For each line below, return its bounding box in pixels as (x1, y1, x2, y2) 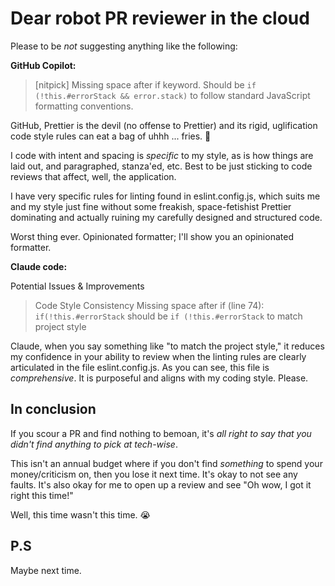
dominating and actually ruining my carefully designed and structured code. (10, 211, 323, 223)
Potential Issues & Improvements (10, 280, 145, 292)
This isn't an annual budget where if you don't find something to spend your (10, 457, 323, 469)
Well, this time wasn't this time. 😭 (10, 508, 151, 521)
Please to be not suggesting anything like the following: (10, 40, 238, 52)
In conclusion (10, 401, 97, 418)
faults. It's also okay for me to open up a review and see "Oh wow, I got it (10, 478, 312, 491)
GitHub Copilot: (10, 59, 77, 71)
